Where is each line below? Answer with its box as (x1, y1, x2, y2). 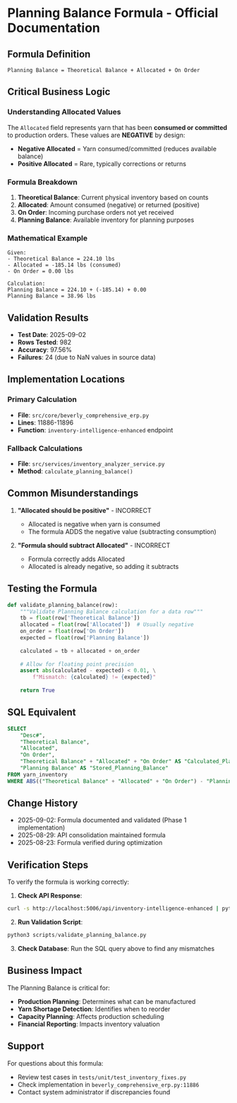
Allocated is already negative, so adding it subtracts (28, 562, 179, 570)
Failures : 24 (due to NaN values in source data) (17, 353, 157, 362)
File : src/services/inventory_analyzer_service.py (17, 459, 165, 468)
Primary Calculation (7, 394, 78, 404)
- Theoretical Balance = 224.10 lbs (7, 256, 115, 263)
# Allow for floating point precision (20, 661, 134, 668)
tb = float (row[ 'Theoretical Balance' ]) (20, 615, 140, 622)
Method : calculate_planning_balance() (17, 467, 133, 476)
